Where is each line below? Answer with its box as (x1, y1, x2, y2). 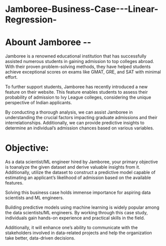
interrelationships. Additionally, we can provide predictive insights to (5, 120, 145, 126)
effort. (5, 74, 18, 80)
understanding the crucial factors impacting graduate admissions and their (5, 115, 158, 121)
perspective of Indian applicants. (5, 100, 72, 106)
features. (5, 180, 24, 186)
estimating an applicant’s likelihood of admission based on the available (5, 175, 151, 181)
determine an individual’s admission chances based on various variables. (5, 125, 155, 131)
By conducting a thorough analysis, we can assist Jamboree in (5, 109, 133, 115)
